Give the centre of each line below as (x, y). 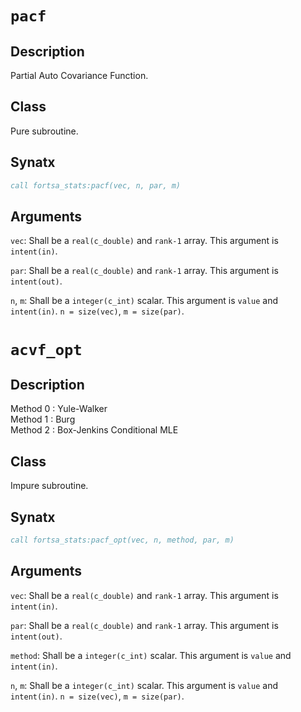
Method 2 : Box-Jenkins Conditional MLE (94, 430)
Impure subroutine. (49, 486)
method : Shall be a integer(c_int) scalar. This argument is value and (151, 655)
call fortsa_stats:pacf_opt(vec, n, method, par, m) (122, 540)
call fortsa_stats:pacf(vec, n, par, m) (96, 185)
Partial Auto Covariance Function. (79, 75)
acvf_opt (46, 349)
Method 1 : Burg (43, 419)
